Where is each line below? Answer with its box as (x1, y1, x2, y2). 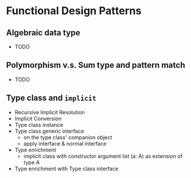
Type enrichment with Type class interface (14, 165, 119, 172)
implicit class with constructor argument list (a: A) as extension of (23, 152, 183, 160)
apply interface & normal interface (23, 140, 107, 147)
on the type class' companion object (23, 134, 113, 141)
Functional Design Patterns (6, 4, 142, 18)
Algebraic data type (6, 28, 81, 38)
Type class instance (14, 121, 64, 128)
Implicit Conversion (14, 115, 62, 122)
